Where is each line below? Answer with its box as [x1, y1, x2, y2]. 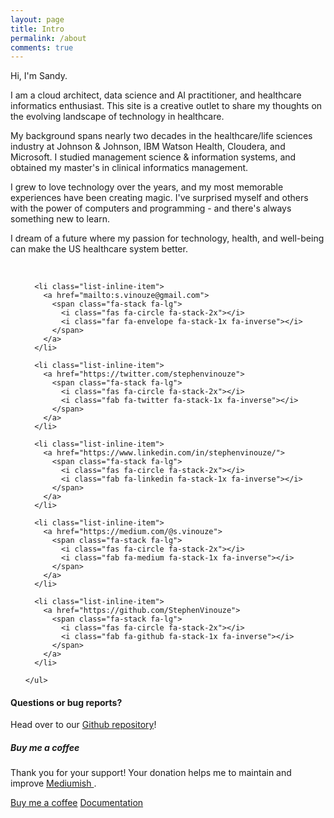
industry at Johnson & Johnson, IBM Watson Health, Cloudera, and [10, 141, 286, 153]
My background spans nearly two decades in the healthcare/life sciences [10, 130, 313, 142]
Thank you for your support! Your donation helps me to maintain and [10, 767, 292, 779]
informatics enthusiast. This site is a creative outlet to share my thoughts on [10, 100, 323, 112]
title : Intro [10, 24, 65, 34]
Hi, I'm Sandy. [10, 70, 68, 82]
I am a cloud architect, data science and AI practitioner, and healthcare [10, 89, 302, 101]
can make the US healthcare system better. [10, 243, 188, 255]
